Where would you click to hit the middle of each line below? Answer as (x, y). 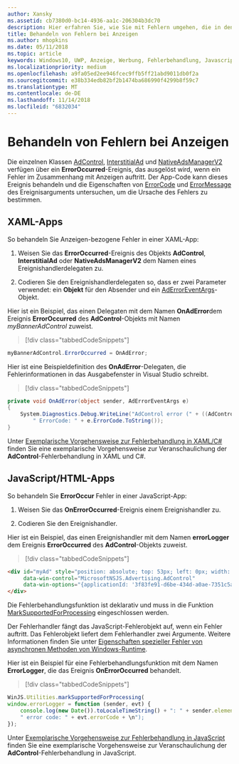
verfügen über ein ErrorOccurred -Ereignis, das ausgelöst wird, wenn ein (114, 169)
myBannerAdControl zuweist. (51, 326)
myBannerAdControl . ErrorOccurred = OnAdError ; (78, 353)
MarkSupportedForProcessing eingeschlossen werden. (88, 613)
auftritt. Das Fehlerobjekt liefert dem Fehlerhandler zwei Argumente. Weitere (119, 634)
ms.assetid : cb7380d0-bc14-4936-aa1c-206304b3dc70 (84, 21)
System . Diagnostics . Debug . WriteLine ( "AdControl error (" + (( (114, 414)
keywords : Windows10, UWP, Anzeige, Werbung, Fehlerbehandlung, (105, 61)
